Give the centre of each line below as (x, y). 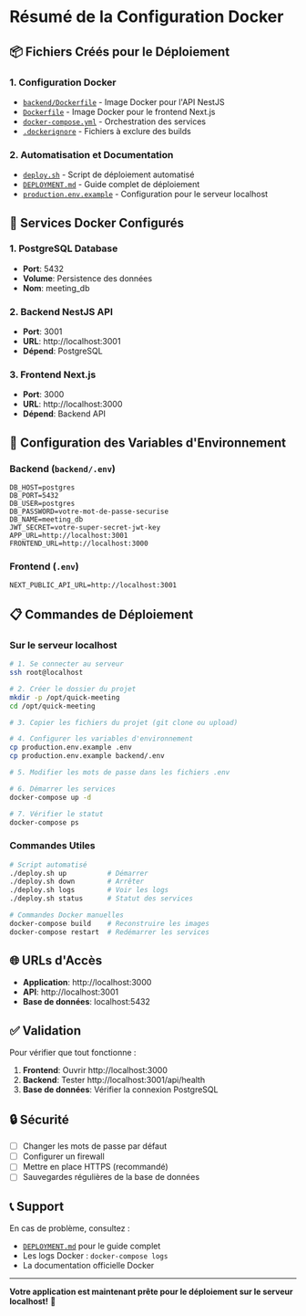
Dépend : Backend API (64, 414)
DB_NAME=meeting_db (46, 520)
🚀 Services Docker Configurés (97, 222)
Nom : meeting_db (56, 288)
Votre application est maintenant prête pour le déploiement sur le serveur (151, 1292)
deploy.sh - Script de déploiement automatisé (108, 174)
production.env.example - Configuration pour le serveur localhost (145, 195)
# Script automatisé (49, 865)
